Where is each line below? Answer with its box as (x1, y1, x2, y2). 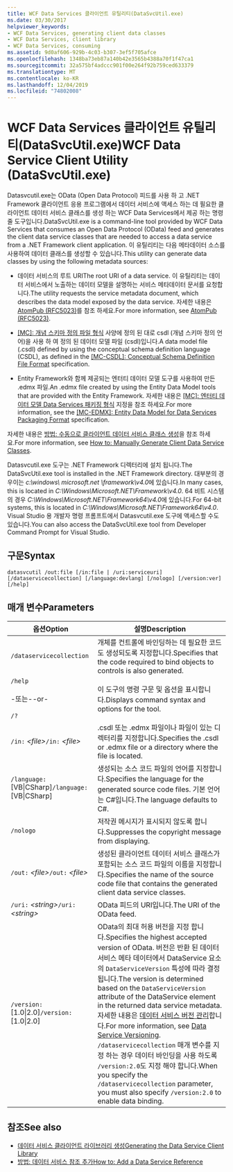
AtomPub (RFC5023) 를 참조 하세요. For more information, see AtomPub (17, 307, 217, 315)
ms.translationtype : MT (7, 68, 76, 75)
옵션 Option (33, 624, 69, 634)
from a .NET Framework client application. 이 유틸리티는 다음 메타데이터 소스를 (7, 241, 225, 249)
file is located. (97, 750, 144, 760)
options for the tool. (97, 704, 162, 714)
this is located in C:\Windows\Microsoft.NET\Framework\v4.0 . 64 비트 (7, 487, 206, 495)
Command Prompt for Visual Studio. (7, 528, 110, 536)
